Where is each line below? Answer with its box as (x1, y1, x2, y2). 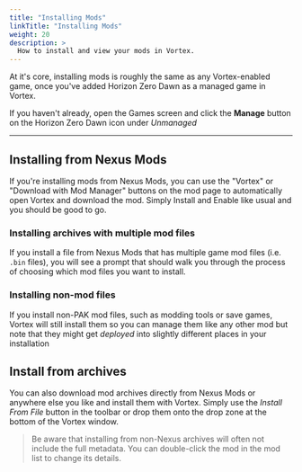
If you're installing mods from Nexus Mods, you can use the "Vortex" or (9, 175, 274, 186)
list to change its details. (31, 453, 121, 464)
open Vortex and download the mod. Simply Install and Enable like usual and (9, 194, 292, 205)
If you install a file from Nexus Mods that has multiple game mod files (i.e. (9, 247, 281, 258)
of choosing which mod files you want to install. (9, 266, 186, 277)
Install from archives (9, 363, 128, 378)
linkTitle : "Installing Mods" (9, 22, 123, 31)
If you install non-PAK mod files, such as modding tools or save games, (9, 309, 272, 320)
